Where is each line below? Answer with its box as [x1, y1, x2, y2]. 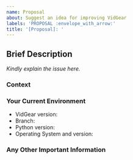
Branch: [15, 117, 35, 124]
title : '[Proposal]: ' [6, 26, 64, 32]
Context [6, 80, 31, 89]
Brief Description [6, 48, 73, 59]
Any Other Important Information [6, 145, 106, 154]
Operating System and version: [15, 130, 93, 138]
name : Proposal [6, 9, 45, 15]
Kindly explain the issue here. [6, 65, 81, 72]
